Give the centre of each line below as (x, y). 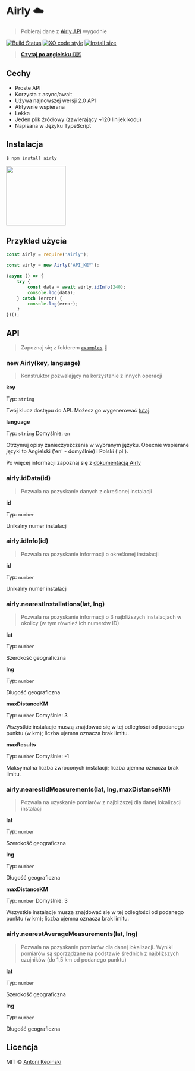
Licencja (22, 1048)
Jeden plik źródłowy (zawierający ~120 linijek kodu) (78, 119)
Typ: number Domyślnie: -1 (38, 756)
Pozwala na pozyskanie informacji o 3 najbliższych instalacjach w (101, 617)
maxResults (21, 745)
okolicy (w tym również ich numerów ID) (70, 623)
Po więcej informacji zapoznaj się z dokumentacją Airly (74, 463)
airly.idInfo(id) (27, 541)
